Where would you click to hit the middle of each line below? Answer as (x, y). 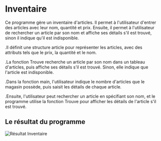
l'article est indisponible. (30, 72)
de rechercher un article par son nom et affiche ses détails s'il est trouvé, (78, 33)
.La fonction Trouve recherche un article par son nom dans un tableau (75, 62)
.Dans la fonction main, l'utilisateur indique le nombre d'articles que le (75, 82)
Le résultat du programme (45, 122)
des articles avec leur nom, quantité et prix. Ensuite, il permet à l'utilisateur (80, 27)
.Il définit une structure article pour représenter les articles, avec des (74, 47)
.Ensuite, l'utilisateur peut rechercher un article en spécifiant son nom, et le (80, 96)
